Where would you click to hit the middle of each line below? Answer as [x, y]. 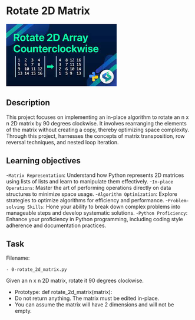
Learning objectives [44, 161]
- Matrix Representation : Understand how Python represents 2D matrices [95, 175]
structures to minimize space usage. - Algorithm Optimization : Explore [92, 194]
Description [28, 103]
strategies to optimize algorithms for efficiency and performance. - [87, 200]
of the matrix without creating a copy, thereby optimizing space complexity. [98, 130]
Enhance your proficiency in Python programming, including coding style [95, 219]
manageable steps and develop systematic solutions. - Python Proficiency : [97, 213]
